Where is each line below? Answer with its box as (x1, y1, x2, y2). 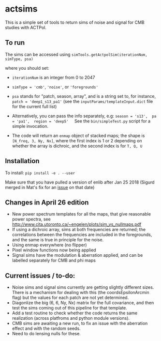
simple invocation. (12, 123, 49, 129)
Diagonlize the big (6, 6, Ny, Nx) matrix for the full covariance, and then (12, 300, 154, 306)
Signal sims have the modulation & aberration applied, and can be (12, 252, 143, 258)
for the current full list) (12, 103, 57, 109)
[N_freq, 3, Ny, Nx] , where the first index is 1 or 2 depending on (12, 138, 142, 143)
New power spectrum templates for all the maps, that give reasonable (12, 211, 151, 217)
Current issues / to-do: (5, 271, 75, 279)
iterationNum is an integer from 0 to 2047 (12, 74, 95, 80)
